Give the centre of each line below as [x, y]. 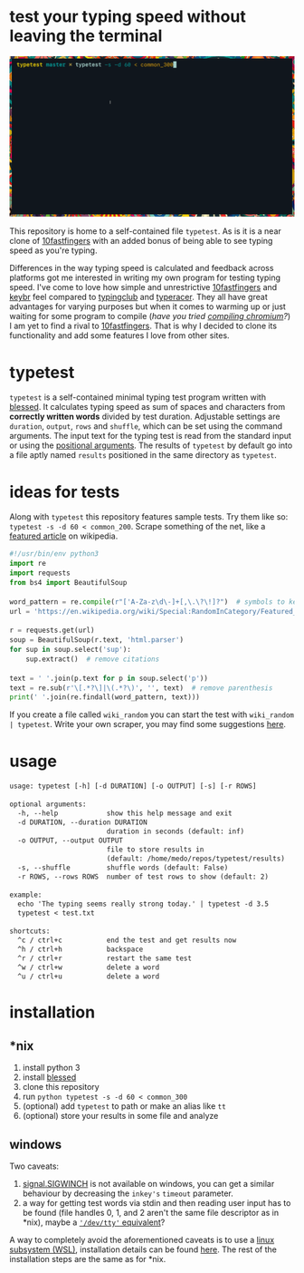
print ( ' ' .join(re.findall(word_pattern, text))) [105, 697]
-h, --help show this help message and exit [125, 813]
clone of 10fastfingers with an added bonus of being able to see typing [141, 241]
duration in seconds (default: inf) [176, 831]
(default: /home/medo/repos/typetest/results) [195, 859]
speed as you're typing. [53, 250]
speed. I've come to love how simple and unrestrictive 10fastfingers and [143, 287]
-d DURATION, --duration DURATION [82, 822]
